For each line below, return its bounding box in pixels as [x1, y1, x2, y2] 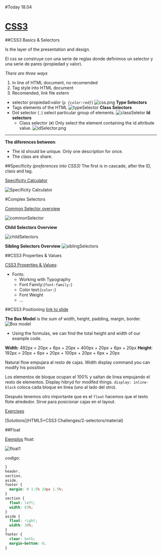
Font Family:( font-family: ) [19, 281, 73, 287]
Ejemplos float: [5, 436, 35, 442]
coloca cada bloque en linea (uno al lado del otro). [16, 384, 117, 390]
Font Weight [19, 292, 43, 297]
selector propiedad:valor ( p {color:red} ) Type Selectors [12, 99, 147, 105]
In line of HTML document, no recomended [12, 79, 98, 85]
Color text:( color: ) [19, 287, 56, 293]
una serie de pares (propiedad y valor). [5, 61, 83, 67]
